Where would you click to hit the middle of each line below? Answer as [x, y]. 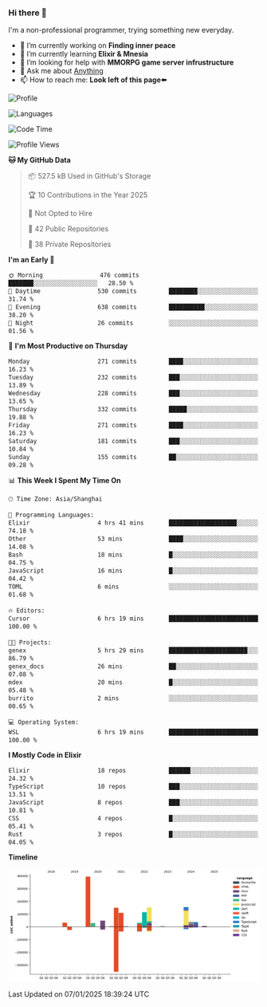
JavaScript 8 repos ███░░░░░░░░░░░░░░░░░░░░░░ [133, 803]
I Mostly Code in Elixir [45, 755]
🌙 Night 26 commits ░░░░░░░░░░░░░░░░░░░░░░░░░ [133, 323]
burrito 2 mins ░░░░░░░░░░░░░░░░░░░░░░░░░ [133, 698]
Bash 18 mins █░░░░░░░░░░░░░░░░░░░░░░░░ [133, 555]
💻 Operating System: [44, 722]
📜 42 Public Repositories [68, 229]
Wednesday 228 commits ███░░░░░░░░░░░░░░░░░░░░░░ [133, 394]
